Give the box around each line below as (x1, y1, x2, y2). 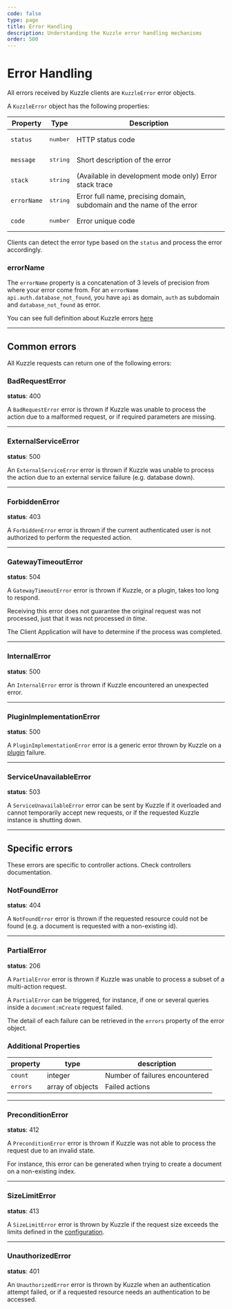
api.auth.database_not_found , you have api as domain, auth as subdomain (7, 294, 220, 302)
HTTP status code (76, 134, 135, 144)
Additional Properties (7, 1041, 81, 1051)
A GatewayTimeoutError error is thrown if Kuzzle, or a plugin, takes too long (7, 586, 220, 595)
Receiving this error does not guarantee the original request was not (7, 607, 202, 615)
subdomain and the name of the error (76, 200, 198, 210)
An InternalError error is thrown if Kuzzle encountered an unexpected (7, 680, 209, 689)
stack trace (76, 179, 113, 189)
